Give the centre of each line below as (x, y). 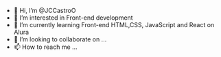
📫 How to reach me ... (45, 47)
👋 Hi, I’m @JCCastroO (45, 11)
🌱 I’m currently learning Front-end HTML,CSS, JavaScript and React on (114, 25)
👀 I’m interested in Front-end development (73, 18)
